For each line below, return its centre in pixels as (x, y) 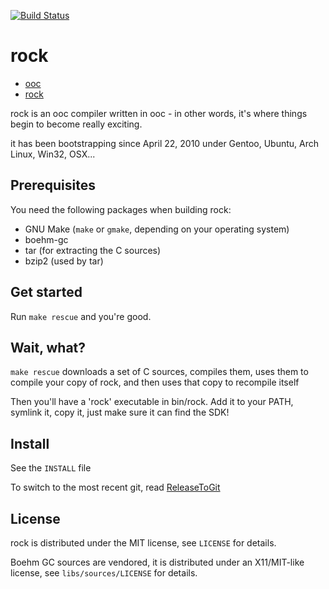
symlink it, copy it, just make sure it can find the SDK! (120, 412)
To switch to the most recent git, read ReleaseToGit (115, 487)
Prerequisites (53, 185)
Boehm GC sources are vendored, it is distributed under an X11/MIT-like (157, 562)
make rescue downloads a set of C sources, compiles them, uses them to (159, 372)
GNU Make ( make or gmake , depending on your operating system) (157, 229)
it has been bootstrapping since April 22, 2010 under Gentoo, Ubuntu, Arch (165, 143)
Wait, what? (48, 347)
